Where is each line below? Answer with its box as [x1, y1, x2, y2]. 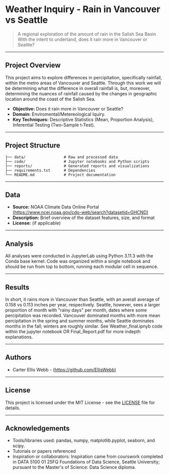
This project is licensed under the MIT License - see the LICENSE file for [5, 399, 155, 405]
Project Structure [5, 141, 60, 150]
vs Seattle [5, 14, 48, 26]
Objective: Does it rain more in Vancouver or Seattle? [12, 105, 124, 112]
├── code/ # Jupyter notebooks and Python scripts [5, 159, 150, 164]
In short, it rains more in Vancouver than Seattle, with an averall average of [5, 296, 160, 302]
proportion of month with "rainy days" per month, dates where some [5, 307, 147, 313]
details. [5, 405, 21, 411]
